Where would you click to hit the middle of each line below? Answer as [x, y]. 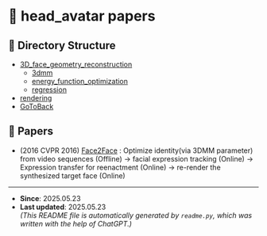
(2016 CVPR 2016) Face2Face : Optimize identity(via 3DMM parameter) [136, 150]
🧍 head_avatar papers [82, 16]
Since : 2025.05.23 [50, 198]
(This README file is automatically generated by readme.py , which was [136, 215]
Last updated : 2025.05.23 [63, 207]
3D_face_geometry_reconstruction [76, 64]
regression [49, 89]
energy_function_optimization [80, 81]
